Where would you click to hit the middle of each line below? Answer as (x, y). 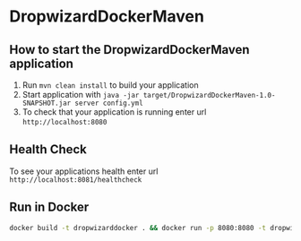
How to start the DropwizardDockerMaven (129, 50)
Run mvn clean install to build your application (110, 85)
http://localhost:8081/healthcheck (76, 180)
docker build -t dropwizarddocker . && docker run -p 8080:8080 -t (138, 228)
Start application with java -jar (81, 95)
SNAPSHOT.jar (47, 103)
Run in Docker (49, 207)
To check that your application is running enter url (114, 112)
